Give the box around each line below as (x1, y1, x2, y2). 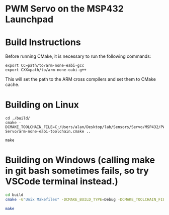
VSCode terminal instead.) (5, 176, 118, 187)
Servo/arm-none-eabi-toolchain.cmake (5, 129, 84, 134)
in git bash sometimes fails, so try (5, 165, 149, 176)
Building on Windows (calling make (5, 154, 155, 166)
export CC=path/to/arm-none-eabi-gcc (5, 63, 84, 68)
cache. (5, 81, 20, 88)
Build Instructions (5, 37, 81, 48)
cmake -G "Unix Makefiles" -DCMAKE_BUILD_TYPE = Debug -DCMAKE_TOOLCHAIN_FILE (5, 197, 167, 202)
